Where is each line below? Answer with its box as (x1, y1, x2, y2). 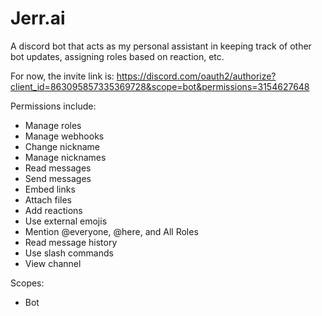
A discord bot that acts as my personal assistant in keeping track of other (10, 40, 312, 52)
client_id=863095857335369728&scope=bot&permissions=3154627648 (10, 80, 310, 92)
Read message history (24, 236, 118, 248)
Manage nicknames (24, 151, 107, 163)
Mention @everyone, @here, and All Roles (24, 225, 199, 237)
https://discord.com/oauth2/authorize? (116, 70, 277, 82)
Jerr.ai (10, 7, 66, 30)
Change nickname (24, 140, 101, 152)
